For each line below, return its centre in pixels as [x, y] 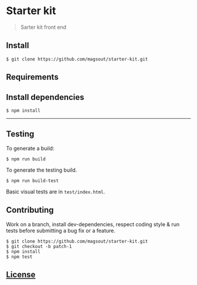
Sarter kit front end [43, 27]
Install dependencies [45, 97]
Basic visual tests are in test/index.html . [56, 192]
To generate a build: [30, 148]
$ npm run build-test [33, 180]
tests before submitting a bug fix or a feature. [61, 230]
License [21, 274]
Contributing [30, 210]
